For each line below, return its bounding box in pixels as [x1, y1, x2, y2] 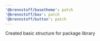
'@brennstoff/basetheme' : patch [5, 7, 73, 12]
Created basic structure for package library [5, 30, 95, 36]
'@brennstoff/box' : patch [5, 12, 60, 17]
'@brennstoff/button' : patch [5, 16, 67, 21]
